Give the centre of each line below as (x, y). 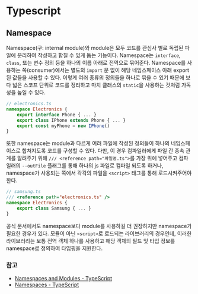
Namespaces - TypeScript (47, 284)
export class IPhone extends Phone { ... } (71, 120)
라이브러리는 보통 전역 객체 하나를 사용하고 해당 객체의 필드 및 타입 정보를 (91, 241)
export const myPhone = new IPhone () (63, 126)
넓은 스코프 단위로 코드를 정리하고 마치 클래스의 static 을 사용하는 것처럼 (96, 85)
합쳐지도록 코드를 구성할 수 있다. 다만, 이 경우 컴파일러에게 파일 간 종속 (103, 151)
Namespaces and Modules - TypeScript (63, 278)
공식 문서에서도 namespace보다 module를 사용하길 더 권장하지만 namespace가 (99, 226)
